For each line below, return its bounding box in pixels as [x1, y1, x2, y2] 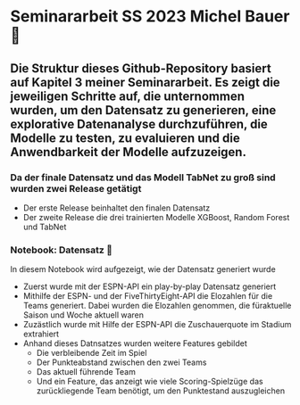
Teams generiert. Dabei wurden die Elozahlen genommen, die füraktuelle [22, 301, 292, 311]
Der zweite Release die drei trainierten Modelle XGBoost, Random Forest [22, 211, 290, 222]
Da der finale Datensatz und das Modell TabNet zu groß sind [10, 171, 276, 184]
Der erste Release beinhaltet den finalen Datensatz [22, 202, 211, 213]
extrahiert [22, 328, 60, 340]
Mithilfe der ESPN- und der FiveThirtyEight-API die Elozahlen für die [22, 291, 273, 302]
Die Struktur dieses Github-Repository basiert [10, 61, 271, 76]
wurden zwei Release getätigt [10, 182, 142, 194]
